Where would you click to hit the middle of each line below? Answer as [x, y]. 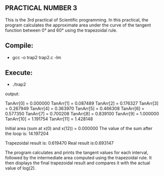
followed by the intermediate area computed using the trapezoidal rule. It [78, 158]
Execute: [19, 73]
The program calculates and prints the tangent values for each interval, [77, 153]
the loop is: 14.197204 [27, 133]
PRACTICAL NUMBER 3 [41, 8]
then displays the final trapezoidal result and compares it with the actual [78, 163]
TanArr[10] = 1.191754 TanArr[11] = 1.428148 [49, 119]
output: [12, 94]
